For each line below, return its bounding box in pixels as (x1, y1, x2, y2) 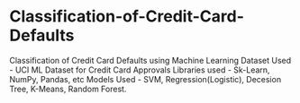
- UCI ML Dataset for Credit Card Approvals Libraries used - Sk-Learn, (9, 64, 270, 75)
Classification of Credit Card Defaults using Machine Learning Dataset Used (9, 55, 292, 65)
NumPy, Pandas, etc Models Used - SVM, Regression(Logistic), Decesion (9, 73, 282, 84)
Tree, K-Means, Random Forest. (9, 83, 127, 94)
